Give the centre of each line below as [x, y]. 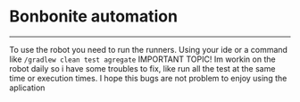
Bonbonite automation [94, 17]
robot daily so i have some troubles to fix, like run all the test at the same [142, 68]
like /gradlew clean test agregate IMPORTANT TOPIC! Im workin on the [142, 59]
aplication [27, 88]
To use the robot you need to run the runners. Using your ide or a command [149, 49]
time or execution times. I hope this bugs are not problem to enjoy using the [148, 78]
